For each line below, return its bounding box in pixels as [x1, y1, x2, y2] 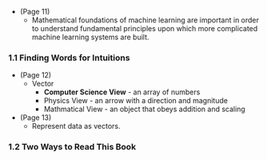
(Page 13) [19, 113, 52, 122]
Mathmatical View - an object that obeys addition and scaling [43, 104, 245, 114]
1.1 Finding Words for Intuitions [8, 52, 130, 63]
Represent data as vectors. [31, 122, 122, 131]
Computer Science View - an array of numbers [43, 87, 201, 97]
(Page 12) [19, 70, 52, 80]
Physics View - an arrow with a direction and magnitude [43, 96, 228, 106]
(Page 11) [19, 7, 50, 16]
